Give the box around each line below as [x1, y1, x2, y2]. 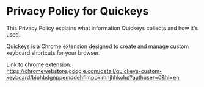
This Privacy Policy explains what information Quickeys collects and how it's [6, 24, 199, 32]
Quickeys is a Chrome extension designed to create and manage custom [6, 43, 189, 50]
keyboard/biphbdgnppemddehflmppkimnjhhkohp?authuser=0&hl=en [6, 74, 180, 81]
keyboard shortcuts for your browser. [6, 49, 100, 56]
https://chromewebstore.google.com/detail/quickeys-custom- [6, 67, 162, 74]
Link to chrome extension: [6, 61, 72, 68]
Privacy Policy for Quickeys [6, 4, 149, 18]
